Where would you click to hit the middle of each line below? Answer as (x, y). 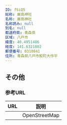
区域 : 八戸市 (17, 38)
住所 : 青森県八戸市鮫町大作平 (32, 56)
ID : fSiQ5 (15, 10)
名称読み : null (19, 24)
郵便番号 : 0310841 (23, 51)
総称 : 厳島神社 (19, 14)
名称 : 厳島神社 (19, 19)
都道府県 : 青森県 (20, 33)
